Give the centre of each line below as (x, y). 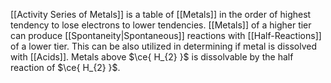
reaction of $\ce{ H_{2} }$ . (65, 67)
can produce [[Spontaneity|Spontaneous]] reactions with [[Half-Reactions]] (166, 35)
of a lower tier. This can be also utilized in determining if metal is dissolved (163, 46)
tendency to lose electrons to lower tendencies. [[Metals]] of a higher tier (161, 25)
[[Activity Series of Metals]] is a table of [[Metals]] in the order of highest (161, 14)
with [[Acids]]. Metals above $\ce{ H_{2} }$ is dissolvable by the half (152, 57)
